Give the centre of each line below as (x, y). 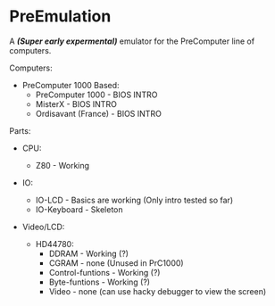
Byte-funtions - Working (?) (99, 282)
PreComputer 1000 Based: (71, 85)
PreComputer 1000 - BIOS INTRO (96, 95)
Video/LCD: (43, 227)
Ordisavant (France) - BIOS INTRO (99, 113)
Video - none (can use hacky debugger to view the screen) (158, 291)
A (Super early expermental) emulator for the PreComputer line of (132, 41)
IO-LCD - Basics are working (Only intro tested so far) (134, 200)
